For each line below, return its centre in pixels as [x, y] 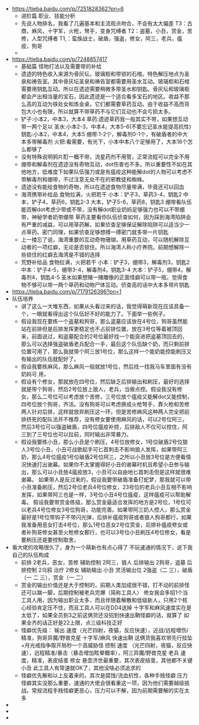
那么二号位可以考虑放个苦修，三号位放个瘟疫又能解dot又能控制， [112, 397]
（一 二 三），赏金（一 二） [54, 577]
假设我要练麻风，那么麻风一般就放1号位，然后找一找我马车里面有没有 [106, 366]
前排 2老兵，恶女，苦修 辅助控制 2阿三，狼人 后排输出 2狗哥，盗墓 [103, 562]
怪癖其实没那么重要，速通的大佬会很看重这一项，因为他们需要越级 [103, 683]
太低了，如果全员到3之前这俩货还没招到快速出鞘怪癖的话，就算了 [102, 615]
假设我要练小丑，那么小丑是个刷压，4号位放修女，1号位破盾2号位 [102, 442]
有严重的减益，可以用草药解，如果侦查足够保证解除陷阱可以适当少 [103, 224]
